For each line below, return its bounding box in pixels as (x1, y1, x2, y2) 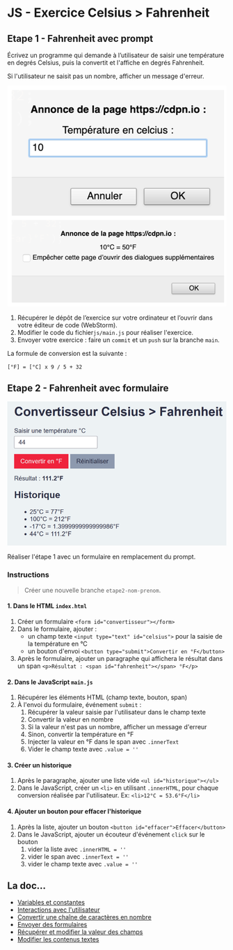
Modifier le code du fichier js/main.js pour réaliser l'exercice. (17, 328, 193, 336)
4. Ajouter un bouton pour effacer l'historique (7, 807, 142, 816)
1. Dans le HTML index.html (7, 602, 87, 610)
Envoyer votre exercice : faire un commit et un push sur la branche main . (17, 336, 220, 344)
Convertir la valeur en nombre (27, 715, 113, 724)
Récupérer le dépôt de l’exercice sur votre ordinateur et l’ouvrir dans (17, 313, 214, 322)
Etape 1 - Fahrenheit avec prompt (7, 33, 154, 45)
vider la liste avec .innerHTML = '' (27, 845, 127, 853)
